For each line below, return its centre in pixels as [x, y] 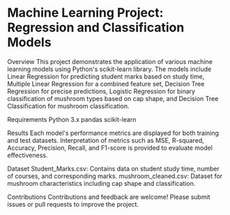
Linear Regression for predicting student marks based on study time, [106, 76]
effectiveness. [28, 155]
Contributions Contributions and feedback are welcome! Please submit [109, 197]
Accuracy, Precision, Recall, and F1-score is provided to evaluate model [110, 148]
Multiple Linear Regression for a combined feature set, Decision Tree [106, 83]
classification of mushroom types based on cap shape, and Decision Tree [113, 98]
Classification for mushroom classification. [69, 106]
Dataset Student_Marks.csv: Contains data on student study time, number [113, 168]
